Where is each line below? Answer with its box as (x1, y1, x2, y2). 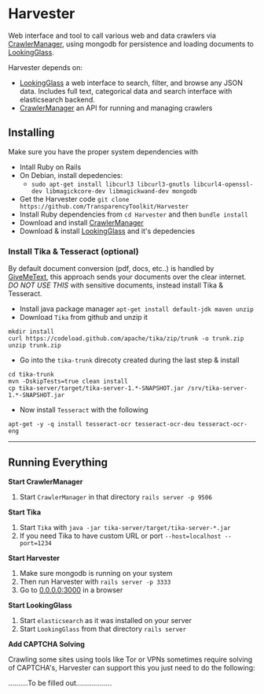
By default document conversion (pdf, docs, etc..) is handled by (8, 264, 214, 273)
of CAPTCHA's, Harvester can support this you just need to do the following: (8, 662, 255, 672)
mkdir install (8, 328, 55, 336)
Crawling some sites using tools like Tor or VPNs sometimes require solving (8, 655, 253, 664)
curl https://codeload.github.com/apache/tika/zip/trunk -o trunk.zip (8, 335, 244, 343)
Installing (8, 126, 55, 139)
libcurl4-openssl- (192, 180, 254, 188)
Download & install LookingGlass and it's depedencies (19, 226, 195, 236)
